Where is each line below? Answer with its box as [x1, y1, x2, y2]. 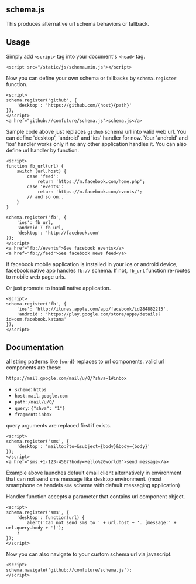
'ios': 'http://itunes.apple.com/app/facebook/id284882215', [16, 306, 169, 312]
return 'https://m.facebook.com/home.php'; [37, 178, 145, 184]
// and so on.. [27, 193, 64, 200]
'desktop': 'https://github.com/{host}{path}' [16, 102, 132, 108]
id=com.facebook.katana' [6, 316, 67, 322]
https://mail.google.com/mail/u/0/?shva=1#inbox [6, 375, 127, 382]
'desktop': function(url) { [16, 515, 85, 521]
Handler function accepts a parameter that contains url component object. [6, 493, 185, 500]
